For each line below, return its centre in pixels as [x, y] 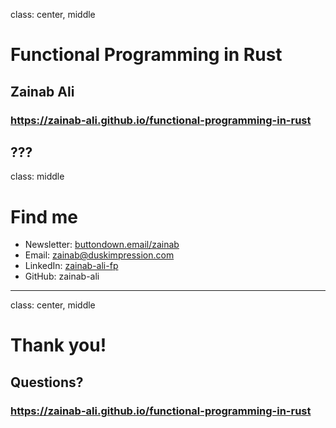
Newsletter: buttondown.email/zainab [102, 245]
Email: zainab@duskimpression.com [99, 255]
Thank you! [58, 345]
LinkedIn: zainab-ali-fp [71, 266]
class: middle [37, 176]
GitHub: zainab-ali [62, 276]
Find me [44, 216]
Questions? [47, 382]
